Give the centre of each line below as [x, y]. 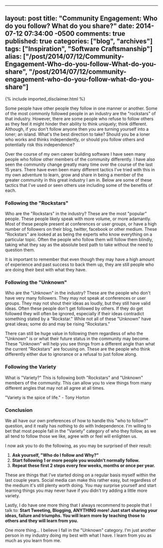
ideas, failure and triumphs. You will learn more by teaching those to [75, 516]
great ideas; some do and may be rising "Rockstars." [57, 324]
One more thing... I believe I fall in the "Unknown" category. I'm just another [81, 530]
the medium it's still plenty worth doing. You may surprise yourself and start [81, 485]
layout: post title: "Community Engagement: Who [81, 18]
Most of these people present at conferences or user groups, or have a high [81, 224]
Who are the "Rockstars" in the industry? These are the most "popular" [76, 214]
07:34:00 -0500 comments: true [74, 34]
